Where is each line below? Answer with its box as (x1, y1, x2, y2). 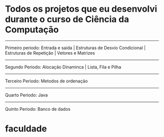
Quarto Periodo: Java (5, 92, 48, 98)
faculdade (5, 123, 47, 135)
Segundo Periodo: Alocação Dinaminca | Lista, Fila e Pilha (5, 64, 122, 70)
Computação (5, 24, 59, 35)
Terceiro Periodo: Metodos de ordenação (5, 78, 88, 84)
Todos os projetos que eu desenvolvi (5, 3, 158, 15)
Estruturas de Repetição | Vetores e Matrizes (5, 50, 95, 56)
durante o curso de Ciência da (5, 14, 129, 25)
